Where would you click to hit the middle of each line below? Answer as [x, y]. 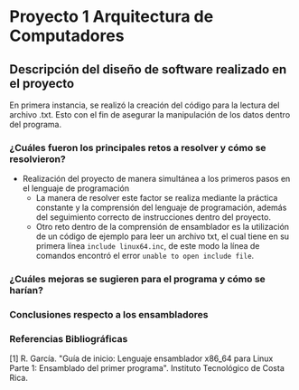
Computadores [67, 36]
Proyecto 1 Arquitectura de [112, 17]
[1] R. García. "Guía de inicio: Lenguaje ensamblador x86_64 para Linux [141, 358]
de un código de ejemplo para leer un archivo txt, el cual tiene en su [163, 236]
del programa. [35, 124]
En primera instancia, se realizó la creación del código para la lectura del [145, 105]
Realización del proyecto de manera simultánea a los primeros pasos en [156, 179]
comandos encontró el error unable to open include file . [145, 256]
